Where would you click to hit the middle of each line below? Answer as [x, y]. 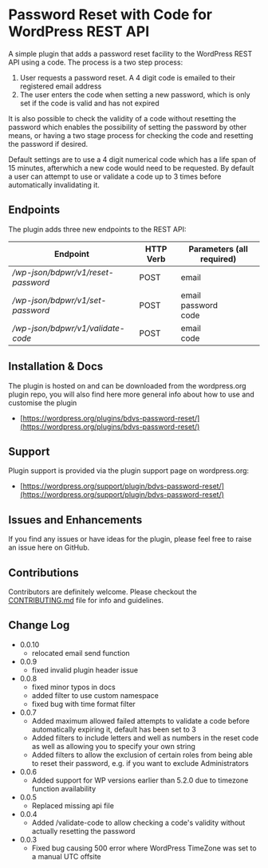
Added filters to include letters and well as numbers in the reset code [145, 738]
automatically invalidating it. [54, 184]
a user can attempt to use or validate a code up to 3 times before [115, 176]
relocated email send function [81, 653]
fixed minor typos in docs [73, 687]
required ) [219, 258]
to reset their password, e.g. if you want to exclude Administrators [140, 763]
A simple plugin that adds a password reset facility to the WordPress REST [130, 53]
